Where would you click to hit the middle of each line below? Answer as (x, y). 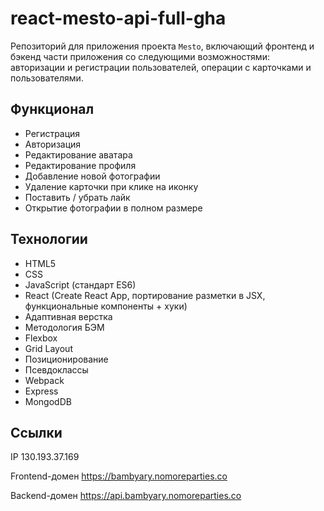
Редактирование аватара (78, 154)
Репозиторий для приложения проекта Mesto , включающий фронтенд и (162, 46)
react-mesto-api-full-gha (118, 18)
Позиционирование (66, 359)
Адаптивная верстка (68, 316)
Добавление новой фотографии (92, 176)
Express (41, 391)
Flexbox (41, 338)
